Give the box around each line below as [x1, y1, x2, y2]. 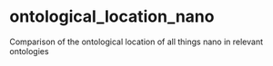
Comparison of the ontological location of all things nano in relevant [9, 36, 264, 47]
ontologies [9, 45, 49, 56]
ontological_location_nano [9, 6, 215, 27]
